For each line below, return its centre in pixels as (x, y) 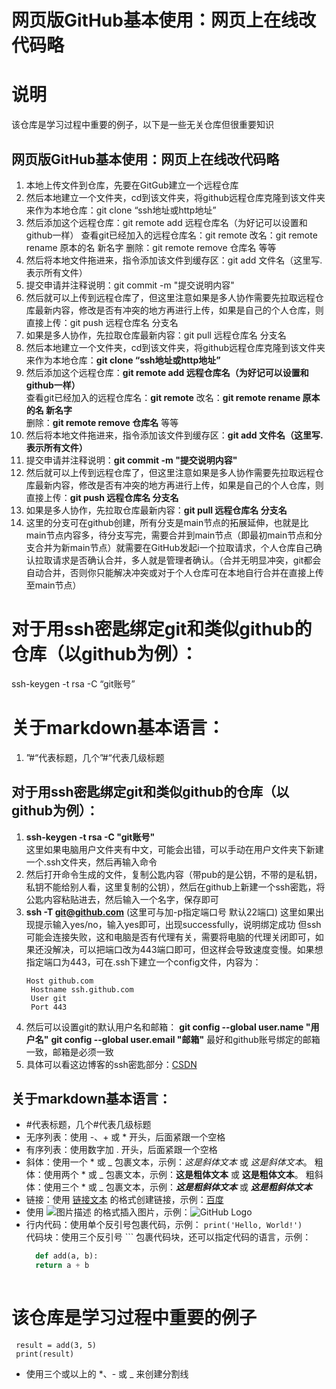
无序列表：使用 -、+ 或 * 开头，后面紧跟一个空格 (125, 1137)
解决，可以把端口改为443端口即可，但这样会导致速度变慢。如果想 (188, 949)
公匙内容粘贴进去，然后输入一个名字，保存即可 (122, 899)
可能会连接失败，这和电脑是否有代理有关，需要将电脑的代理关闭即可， (170, 937)
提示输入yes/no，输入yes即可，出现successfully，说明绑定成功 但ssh (178, 924)
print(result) (45, 1354)
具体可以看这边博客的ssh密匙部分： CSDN (111, 1064)
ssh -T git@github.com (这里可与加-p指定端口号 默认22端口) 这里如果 (170, 912)
